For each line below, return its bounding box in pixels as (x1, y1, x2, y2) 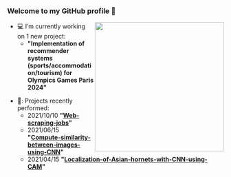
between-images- (27, 140, 81, 149)
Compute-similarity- (30, 134, 91, 142)
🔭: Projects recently (16, 96, 74, 105)
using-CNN (27, 148, 60, 156)
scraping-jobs (27, 118, 69, 127)
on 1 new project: (16, 32, 66, 41)
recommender (27, 47, 69, 55)
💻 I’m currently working (16, 22, 86, 30)
